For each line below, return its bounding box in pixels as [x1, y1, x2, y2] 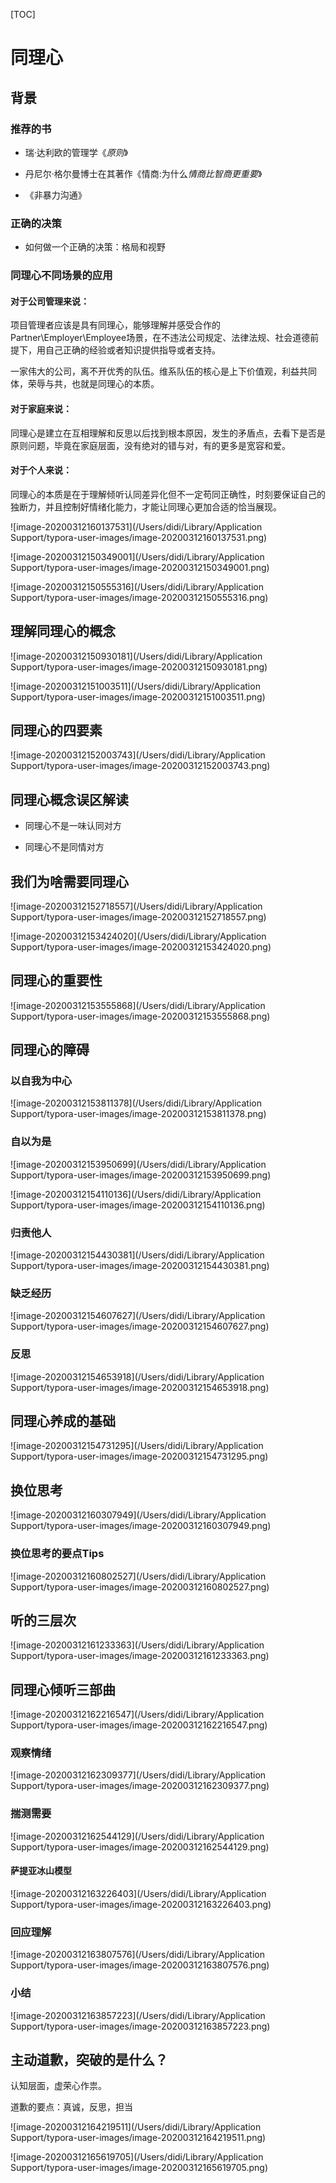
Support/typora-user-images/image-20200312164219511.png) [10, 2132, 267, 2144]
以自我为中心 [10, 1074, 73, 1088]
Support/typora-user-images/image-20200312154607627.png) [10, 1320, 270, 1333]
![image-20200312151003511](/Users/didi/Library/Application [10, 680, 261, 692]
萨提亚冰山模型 [10, 1865, 72, 1877]
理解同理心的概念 [10, 623, 116, 640]
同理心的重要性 [10, 972, 103, 989]
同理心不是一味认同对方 [24, 820, 122, 832]
